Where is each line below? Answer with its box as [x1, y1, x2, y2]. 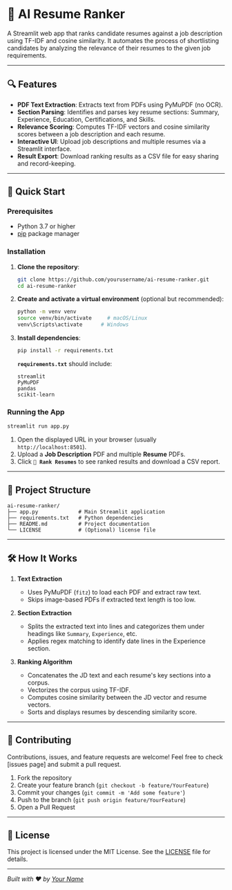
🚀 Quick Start [7, 186, 66, 198]
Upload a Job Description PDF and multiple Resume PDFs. [17, 450, 186, 459]
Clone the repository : [17, 262, 80, 271]
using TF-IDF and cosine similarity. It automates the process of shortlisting [7, 36, 220, 44]
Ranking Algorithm [17, 657, 72, 666]
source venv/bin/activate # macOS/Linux [17, 315, 148, 322]
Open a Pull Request [17, 803, 76, 811]
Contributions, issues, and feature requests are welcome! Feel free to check [7, 752, 223, 761]
